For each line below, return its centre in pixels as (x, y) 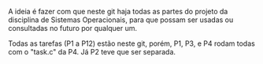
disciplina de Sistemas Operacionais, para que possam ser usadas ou (121, 20)
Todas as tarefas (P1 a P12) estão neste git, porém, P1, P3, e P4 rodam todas (132, 43)
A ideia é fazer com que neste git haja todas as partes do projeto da (118, 11)
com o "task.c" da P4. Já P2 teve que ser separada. (92, 52)
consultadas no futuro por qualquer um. (73, 28)
